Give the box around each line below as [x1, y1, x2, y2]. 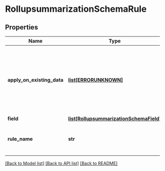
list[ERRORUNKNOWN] [68, 77, 123, 83]
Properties [5, 23, 38, 31]
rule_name [7, 136, 33, 142]
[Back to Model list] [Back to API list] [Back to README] [5, 161, 118, 166]
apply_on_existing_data [7, 77, 64, 83]
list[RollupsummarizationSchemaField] [68, 115, 162, 122]
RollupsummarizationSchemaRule [5, 3, 147, 15]
